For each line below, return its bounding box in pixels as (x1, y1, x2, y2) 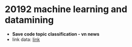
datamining (5, 14, 54, 26)
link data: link (12, 36, 40, 42)
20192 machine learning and (5, 4, 127, 15)
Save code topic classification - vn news (12, 31, 100, 37)
